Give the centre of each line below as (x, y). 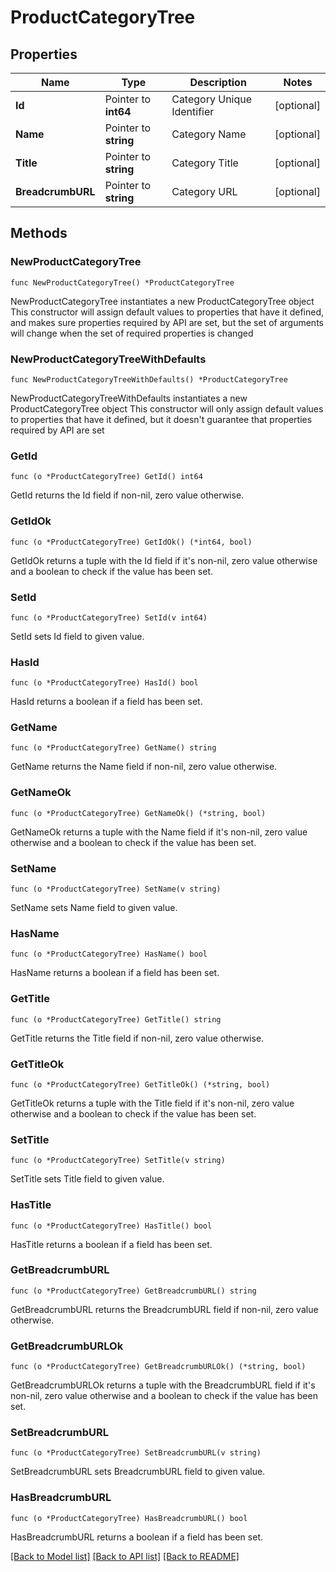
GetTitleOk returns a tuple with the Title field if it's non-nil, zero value (152, 1103)
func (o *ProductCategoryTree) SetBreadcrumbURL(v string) (136, 1453)
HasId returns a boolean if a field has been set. (106, 702)
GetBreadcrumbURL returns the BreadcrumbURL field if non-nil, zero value (164, 1309)
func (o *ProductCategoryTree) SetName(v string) (116, 889)
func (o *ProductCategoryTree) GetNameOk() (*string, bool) (138, 813)
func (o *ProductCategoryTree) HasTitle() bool (111, 1226)
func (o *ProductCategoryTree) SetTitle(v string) (118, 1161)
